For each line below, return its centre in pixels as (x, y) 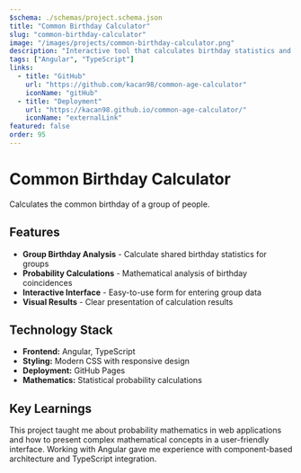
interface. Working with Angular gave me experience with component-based (151, 450)
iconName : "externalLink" (74, 118)
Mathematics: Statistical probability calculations (112, 380)
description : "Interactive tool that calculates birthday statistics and (150, 51)
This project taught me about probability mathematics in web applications (146, 430)
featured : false (40, 127)
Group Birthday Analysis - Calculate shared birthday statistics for (145, 254)
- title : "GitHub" (52, 76)
